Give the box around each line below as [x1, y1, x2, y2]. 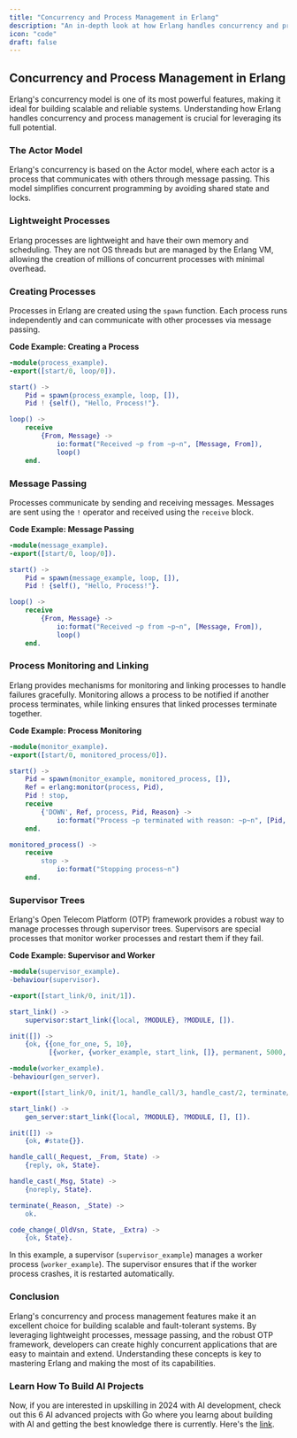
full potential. [9, 122, 57, 133]
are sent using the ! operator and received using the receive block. [9, 506, 255, 517]
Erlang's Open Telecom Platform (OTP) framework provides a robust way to [9, 914, 285, 925]
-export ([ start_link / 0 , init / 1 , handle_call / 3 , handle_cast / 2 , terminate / [9, 1088, 291, 1097]
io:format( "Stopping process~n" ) [56, 865, 179, 874]
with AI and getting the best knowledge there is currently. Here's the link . [9, 1419, 275, 1429]
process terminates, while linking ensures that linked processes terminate [9, 699, 278, 709]
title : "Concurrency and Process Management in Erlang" [9, 12, 219, 22]
